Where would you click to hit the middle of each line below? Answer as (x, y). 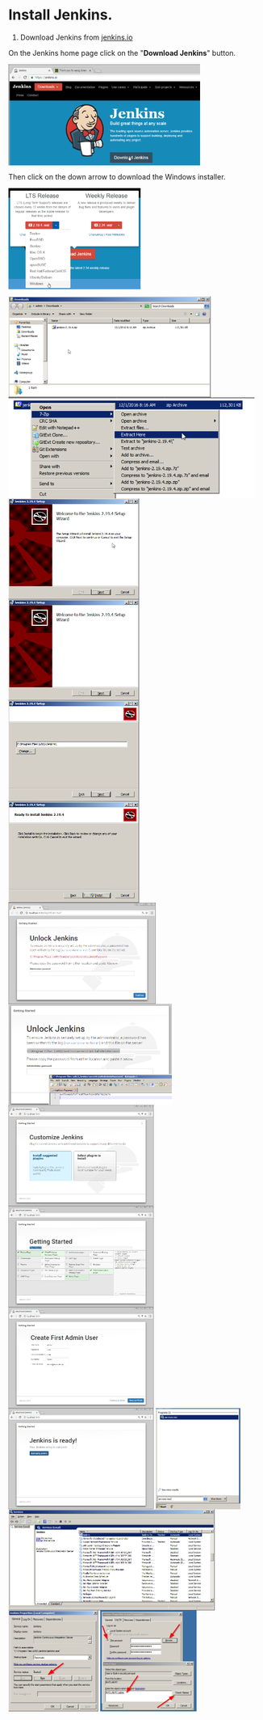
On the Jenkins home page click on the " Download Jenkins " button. (122, 53)
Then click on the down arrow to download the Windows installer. (117, 176)
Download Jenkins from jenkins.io (76, 37)
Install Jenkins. (61, 15)
